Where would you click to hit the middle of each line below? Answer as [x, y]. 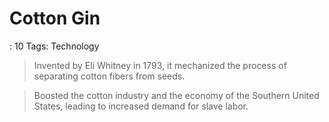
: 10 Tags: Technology [54, 46]
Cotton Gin [55, 18]
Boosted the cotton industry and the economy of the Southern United [176, 95]
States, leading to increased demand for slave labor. [141, 106]
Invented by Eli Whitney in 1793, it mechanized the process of [160, 65]
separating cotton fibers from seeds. [109, 76]
